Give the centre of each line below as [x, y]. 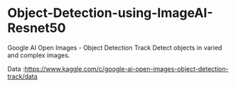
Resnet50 [37, 28]
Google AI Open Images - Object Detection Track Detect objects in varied [115, 47]
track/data [22, 76]
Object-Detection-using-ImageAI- [110, 13]
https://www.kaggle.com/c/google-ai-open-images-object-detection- [127, 69]
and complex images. [39, 55]
